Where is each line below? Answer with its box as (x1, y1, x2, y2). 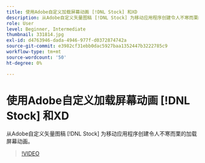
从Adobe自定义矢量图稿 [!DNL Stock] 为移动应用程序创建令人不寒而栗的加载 (6, 130, 197, 137)
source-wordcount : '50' (6, 54, 67, 60)
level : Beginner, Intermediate (6, 26, 86, 32)
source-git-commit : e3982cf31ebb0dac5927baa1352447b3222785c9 (6, 43, 168, 49)
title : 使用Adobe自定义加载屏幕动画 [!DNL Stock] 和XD (6, 9, 138, 15)
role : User (6, 20, 34, 26)
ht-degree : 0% (6, 60, 43, 66)
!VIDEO (21, 150, 40, 158)
